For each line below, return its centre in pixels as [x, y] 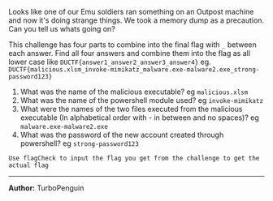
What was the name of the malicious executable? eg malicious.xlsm [134, 92]
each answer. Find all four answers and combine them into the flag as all [129, 53]
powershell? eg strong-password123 [80, 143]
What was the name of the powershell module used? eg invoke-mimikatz [142, 100]
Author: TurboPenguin [46, 188]
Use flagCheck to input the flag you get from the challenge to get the [134, 158]
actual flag [28, 165]
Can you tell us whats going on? [62, 29]
